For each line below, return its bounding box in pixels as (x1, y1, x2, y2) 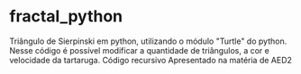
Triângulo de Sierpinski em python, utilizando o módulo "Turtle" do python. (9, 36, 287, 46)
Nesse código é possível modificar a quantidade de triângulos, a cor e (9, 45, 270, 55)
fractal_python (9, 6, 123, 27)
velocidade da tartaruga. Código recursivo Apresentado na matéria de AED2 (9, 54, 293, 65)
